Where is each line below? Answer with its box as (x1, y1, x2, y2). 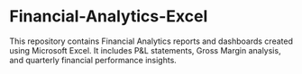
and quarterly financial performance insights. (9, 54, 178, 65)
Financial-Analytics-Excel (9, 6, 208, 27)
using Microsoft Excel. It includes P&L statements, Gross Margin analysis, (9, 45, 281, 55)
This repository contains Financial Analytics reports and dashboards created (9, 36, 293, 46)
